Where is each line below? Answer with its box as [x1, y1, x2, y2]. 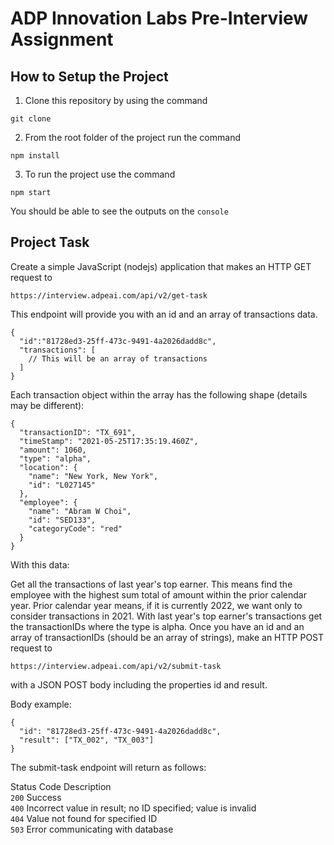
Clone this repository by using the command [24, 95, 208, 106]
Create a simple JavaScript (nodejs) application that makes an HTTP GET [10, 260, 312, 272]
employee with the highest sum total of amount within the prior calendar [10, 588, 307, 601]
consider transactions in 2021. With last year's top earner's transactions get [10, 610, 323, 622]
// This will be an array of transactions [28, 353, 208, 364]
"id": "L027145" [28, 480, 97, 490]
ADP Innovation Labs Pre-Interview [10, 7, 309, 30]
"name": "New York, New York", [28, 471, 159, 481]
